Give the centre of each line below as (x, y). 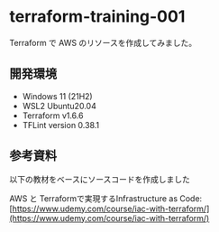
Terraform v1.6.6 (53, 116)
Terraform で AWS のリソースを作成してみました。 (103, 42)
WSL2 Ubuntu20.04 (59, 106)
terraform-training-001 (97, 17)
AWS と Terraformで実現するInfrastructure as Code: (106, 198)
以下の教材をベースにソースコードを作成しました (100, 179)
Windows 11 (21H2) (57, 96)
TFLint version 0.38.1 (61, 125)
